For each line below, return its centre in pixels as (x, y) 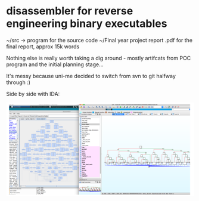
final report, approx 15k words (43, 47)
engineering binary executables (87, 24)
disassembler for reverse (70, 11)
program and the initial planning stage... (55, 64)
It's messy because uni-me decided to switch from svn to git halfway (91, 76)
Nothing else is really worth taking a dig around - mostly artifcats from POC (99, 58)
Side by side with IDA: (33, 94)
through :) (18, 82)
